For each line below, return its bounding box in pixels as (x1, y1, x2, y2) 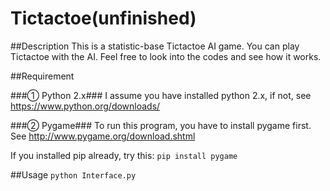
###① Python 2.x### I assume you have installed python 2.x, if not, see (10, 89, 312, 101)
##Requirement (10, 70, 75, 82)
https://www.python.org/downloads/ (10, 100, 161, 112)
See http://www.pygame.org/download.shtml (10, 130, 196, 142)
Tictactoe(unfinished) (10, 7, 197, 30)
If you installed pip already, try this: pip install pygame (10, 149, 238, 161)
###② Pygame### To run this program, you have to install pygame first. (10, 119, 312, 131)
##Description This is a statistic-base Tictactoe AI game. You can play (10, 40, 300, 52)
